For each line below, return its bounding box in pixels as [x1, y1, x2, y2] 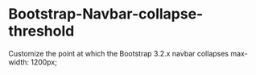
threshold [8, 22, 75, 40]
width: [8, 57, 30, 67]
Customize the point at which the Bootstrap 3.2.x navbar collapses [8, 48, 229, 58]
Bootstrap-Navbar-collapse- [8, 5, 204, 23]
